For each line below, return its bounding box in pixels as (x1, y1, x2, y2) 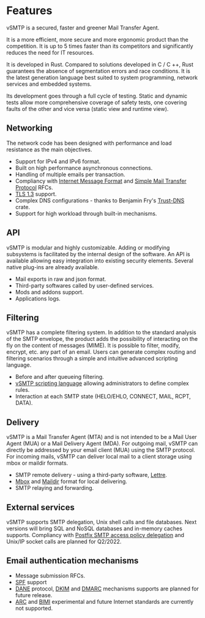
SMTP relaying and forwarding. (15, 484, 94, 492)
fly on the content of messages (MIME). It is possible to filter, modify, (6, 341, 181, 349)
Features (6, 4, 53, 18)
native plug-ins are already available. (6, 263, 100, 270)
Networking (6, 123, 53, 134)
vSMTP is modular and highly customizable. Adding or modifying (6, 243, 170, 251)
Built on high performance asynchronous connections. (15, 164, 153, 172)
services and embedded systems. (6, 80, 92, 88)
